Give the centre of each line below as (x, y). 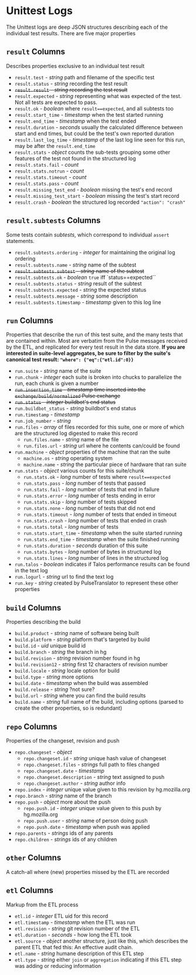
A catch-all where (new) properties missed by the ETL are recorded (88, 872)
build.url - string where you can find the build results (80, 696)
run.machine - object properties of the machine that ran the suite (92, 452)
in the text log (31, 571)
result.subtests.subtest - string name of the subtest (80, 271)
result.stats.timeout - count (50, 177)
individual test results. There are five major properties (71, 33)
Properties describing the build (43, 622)
